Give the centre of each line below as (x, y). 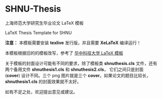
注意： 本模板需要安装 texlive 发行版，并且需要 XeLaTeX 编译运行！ (73, 43)
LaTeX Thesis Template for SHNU (38, 33)
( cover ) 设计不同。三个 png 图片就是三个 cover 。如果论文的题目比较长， (78, 75)
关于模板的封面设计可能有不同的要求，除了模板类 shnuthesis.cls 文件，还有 (81, 63)
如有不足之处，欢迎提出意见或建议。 (41, 92)
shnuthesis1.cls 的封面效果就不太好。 (43, 82)
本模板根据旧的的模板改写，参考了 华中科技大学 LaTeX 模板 (64, 53)
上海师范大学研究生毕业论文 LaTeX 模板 (44, 23)
